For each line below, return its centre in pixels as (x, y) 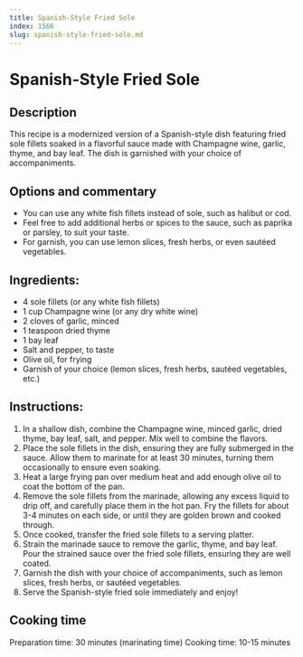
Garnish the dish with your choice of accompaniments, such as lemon (152, 573)
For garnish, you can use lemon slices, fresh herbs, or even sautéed (149, 242)
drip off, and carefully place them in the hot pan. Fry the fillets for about (156, 505)
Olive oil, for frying (57, 359)
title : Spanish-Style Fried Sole (72, 18)
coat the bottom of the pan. (73, 486)
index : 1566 (32, 26)
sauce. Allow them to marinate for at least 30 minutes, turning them (148, 457)
